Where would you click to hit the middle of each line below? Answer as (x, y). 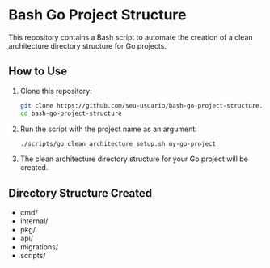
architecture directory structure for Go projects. (88, 45)
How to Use (38, 72)
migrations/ (39, 247)
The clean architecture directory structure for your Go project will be (134, 159)
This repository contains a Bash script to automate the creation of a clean (131, 37)
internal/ (34, 221)
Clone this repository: (56, 91)
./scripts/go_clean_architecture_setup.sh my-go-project (118, 143)
